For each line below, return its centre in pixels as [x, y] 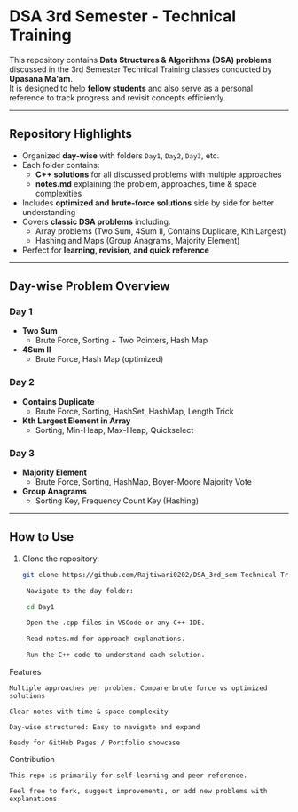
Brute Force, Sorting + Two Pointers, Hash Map [122, 341]
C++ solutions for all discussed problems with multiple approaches [158, 174]
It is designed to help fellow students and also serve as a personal [131, 88]
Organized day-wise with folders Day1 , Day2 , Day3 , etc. [121, 155]
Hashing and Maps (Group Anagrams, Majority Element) [137, 240]
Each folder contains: [61, 165]
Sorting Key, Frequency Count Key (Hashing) [117, 501]
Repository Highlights [71, 134]
